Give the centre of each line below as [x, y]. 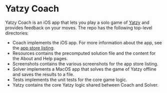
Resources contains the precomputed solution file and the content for [84, 53]
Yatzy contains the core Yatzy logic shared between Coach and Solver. [85, 85]
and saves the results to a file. [43, 74]
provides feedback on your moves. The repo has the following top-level [79, 27]
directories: [17, 33]
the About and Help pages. [40, 58]
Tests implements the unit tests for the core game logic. [70, 80]
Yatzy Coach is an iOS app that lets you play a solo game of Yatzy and [77, 22]
